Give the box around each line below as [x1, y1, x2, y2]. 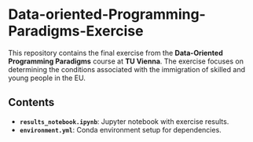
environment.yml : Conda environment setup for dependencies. [19, 125, 222, 134]
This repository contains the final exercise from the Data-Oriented [8, 48, 223, 57]
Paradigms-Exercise [8, 22, 144, 40]
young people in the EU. [8, 73, 86, 82]
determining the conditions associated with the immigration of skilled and [8, 64, 246, 74]
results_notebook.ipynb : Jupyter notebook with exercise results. [19, 116, 229, 126]
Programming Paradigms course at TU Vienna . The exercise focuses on [8, 56, 244, 66]
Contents [8, 96, 55, 109]
